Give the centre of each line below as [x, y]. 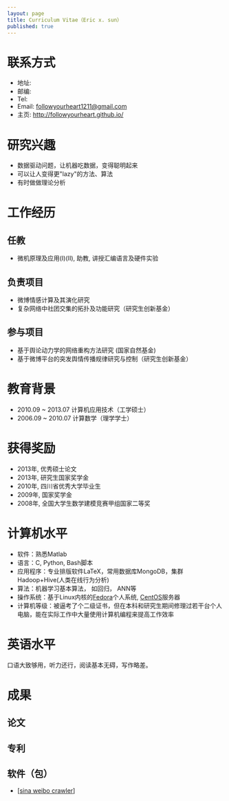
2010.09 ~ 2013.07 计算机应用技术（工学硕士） [83, 409]
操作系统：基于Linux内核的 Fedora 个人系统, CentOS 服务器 [99, 597]
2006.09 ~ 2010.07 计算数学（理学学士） [75, 418]
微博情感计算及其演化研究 [53, 300]
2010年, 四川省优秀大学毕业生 [59, 486]
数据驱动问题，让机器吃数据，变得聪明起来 [77, 165]
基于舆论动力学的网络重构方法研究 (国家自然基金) [86, 350]
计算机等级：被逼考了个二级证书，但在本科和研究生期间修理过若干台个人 [119, 606]
